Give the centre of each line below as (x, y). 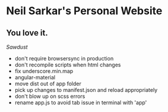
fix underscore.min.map (44, 71)
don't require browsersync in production (64, 58)
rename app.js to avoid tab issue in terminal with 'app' (81, 103)
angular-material (35, 77)
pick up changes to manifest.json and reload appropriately (86, 90)
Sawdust (17, 47)
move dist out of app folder (48, 84)
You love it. (27, 33)
